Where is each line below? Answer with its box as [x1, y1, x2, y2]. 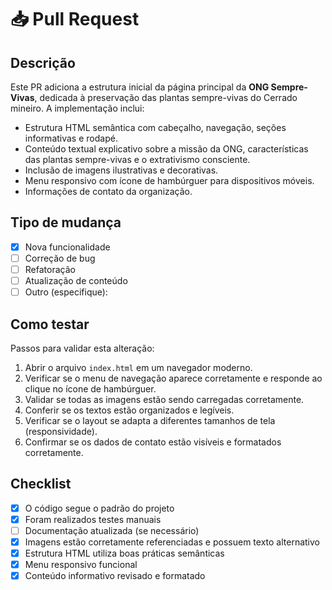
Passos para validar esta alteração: [10, 342, 155, 354]
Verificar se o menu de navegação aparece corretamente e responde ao [24, 372, 323, 384]
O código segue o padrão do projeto [24, 502, 175, 514]
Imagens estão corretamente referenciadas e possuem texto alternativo [24, 536, 320, 548]
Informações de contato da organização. [24, 186, 193, 197]
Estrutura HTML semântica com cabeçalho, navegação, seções [24, 122, 287, 133]
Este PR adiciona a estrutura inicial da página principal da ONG [10, 81, 270, 93]
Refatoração [24, 263, 76, 275]
